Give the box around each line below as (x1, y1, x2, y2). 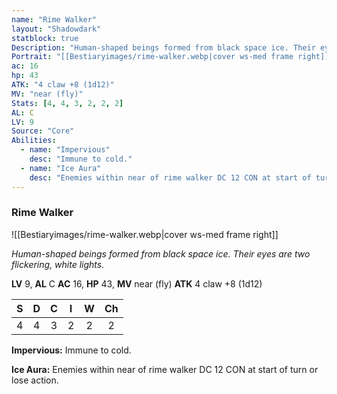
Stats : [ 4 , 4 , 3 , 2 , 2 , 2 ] (11, 98, 124, 108)
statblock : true (11, 33, 79, 43)
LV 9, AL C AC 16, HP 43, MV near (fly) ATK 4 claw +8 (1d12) (11, 277, 263, 290)
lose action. (11, 374, 59, 386)
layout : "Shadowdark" (11, 24, 102, 34)
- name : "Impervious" (20, 145, 111, 155)
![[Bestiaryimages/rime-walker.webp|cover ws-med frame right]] (11, 228, 279, 240)
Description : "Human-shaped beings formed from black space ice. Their (11, 42, 316, 53)
